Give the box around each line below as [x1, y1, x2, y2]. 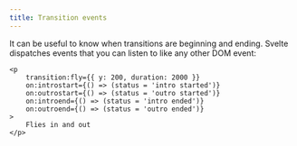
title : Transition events [9, 13, 107, 23]
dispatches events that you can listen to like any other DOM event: [9, 47, 256, 59]
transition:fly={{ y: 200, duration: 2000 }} [25, 73, 201, 82]
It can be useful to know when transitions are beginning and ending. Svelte [9, 38, 289, 49]
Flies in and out [25, 120, 91, 129]
